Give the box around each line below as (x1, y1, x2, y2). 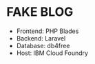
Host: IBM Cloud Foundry (16, 49, 89, 57)
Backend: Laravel (16, 34, 66, 42)
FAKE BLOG (6, 4, 74, 20)
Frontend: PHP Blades (16, 27, 79, 35)
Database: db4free (16, 41, 70, 50)
